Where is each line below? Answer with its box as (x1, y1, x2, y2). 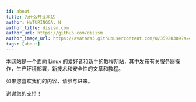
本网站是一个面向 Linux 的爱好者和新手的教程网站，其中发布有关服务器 (6, 58, 176, 65)
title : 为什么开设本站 (6, 14, 55, 20)
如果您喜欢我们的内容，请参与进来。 (6, 77, 93, 85)
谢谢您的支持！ (6, 90, 42, 97)
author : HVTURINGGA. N (6, 19, 61, 25)
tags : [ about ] (6, 41, 41, 47)
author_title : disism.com (6, 24, 69, 31)
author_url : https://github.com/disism (6, 30, 103, 36)
